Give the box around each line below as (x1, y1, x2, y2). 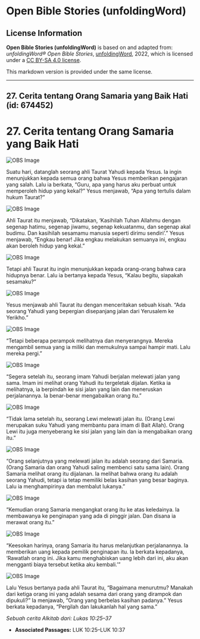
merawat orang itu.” (6, 519, 55, 526)
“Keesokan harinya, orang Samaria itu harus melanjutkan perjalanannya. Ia (6, 542, 189, 549)
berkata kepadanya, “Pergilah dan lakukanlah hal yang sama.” (6, 603, 158, 610)
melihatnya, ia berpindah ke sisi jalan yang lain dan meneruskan (6, 386, 162, 393)
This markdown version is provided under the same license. (6, 68, 153, 75)
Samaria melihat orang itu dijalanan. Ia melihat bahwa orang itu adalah (6, 470, 178, 478)
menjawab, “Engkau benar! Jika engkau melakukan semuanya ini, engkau (6, 236, 186, 243)
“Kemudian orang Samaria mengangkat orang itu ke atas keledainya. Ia (6, 506, 180, 513)
